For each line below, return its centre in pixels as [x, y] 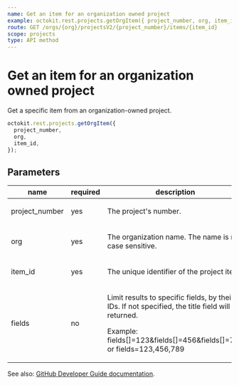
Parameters [34, 172]
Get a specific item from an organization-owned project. [90, 110]
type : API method [33, 41]
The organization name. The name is [168, 237]
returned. [123, 315]
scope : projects [31, 34]
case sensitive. [132, 246]
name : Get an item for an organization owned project [89, 14]
